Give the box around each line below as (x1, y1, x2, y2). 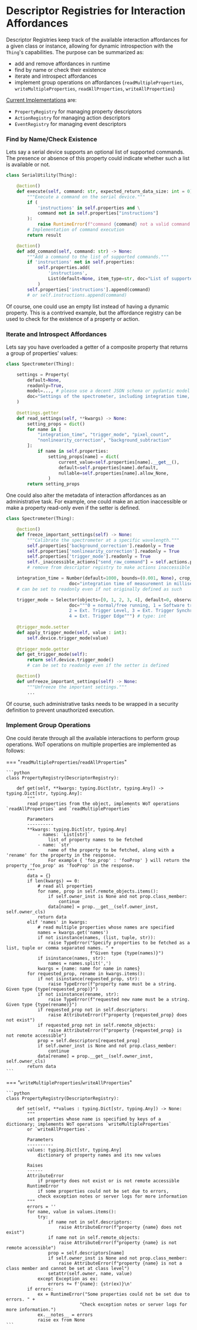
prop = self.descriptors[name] (47, 1250, 125, 1256)
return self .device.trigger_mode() (27, 657, 114, 663)
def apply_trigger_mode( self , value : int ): (16, 629, 127, 635)
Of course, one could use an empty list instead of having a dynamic (6, 303, 169, 310)
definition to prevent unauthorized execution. (6, 707, 115, 714)
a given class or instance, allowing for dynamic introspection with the (6, 42, 174, 49)
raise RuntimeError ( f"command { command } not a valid (37, 221, 169, 227)
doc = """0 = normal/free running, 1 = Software (69, 602, 185, 608)
